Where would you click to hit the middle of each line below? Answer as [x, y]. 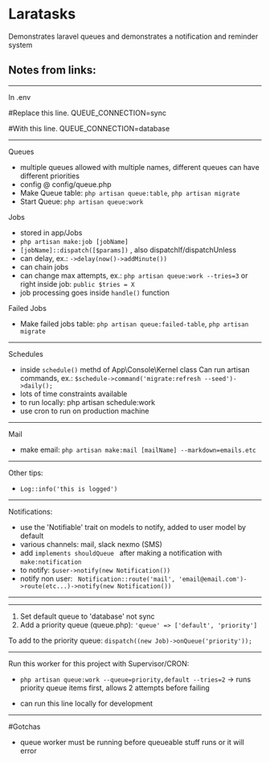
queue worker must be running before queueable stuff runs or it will [132, 742]
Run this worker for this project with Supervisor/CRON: [99, 663]
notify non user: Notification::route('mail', [97, 578]
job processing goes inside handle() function [95, 292]
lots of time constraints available [74, 393]
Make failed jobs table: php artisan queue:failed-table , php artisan [134, 324]
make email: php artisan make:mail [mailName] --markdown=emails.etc [138, 449]
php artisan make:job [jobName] [74, 242]
